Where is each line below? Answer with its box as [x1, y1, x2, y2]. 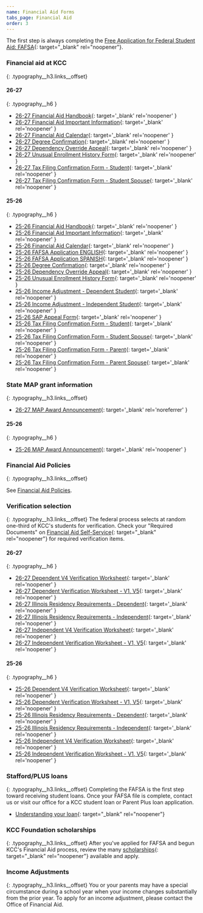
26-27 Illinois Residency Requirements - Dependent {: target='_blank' [15, 601, 188, 608]
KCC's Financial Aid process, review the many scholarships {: [6, 846, 159, 853]
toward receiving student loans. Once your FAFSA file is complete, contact [6, 792, 193, 799]
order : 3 [6, 20, 29, 26]
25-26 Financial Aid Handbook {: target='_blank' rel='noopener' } [15, 223, 177, 230]
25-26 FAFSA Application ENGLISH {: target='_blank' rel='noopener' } [15, 248, 188, 256]
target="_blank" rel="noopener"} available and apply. [6, 853, 140, 860]
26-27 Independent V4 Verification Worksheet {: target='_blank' [15, 626, 174, 633]
